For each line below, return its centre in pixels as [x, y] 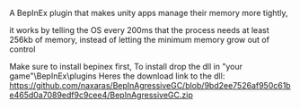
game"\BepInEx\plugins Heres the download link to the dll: [117, 76]
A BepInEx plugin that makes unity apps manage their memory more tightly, [149, 13]
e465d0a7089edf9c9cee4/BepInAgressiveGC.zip [101, 95]
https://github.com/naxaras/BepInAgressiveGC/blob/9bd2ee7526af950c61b [150, 85]
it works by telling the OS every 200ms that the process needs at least [139, 30]
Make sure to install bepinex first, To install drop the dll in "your [126, 67]
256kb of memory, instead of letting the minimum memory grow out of [139, 40]
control [22, 49]
